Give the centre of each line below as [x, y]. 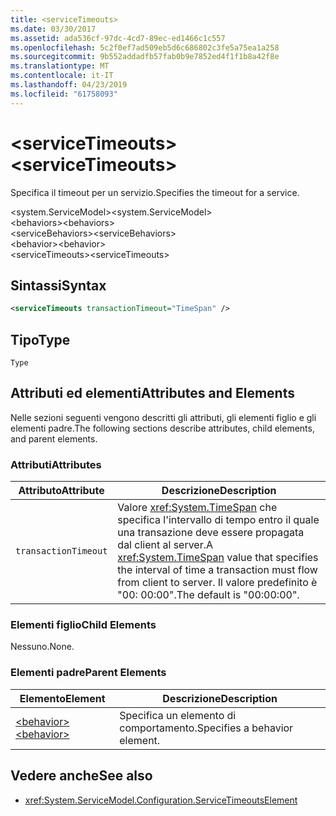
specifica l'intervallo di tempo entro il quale [218, 520]
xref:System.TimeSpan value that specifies [218, 558]
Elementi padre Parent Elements [88, 673]
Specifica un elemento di [178, 715]
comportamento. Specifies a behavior [206, 728]
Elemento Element [62, 698]
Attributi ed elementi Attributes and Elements [152, 393]
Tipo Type [40, 339]
